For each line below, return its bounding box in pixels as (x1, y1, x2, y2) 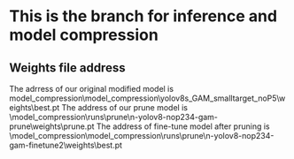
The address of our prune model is (61, 102, 189, 112)
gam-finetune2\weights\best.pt (9, 140, 122, 150)
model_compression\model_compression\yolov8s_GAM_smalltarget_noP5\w (9, 93, 286, 103)
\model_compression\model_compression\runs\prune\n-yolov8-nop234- (9, 131, 275, 140)
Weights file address (9, 60, 126, 75)
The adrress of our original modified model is (9, 84, 174, 94)
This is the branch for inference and (9, 6, 277, 26)
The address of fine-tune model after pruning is (96, 121, 270, 132)
